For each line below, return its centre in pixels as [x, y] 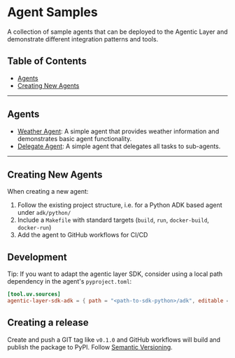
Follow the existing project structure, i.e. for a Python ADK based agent [120, 205]
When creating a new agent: [48, 192]
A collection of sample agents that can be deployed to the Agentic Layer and [118, 32]
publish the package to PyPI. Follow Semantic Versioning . [90, 347]
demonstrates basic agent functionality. [74, 138]
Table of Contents [47, 61]
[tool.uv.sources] [34, 294]
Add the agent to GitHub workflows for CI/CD [83, 235]
